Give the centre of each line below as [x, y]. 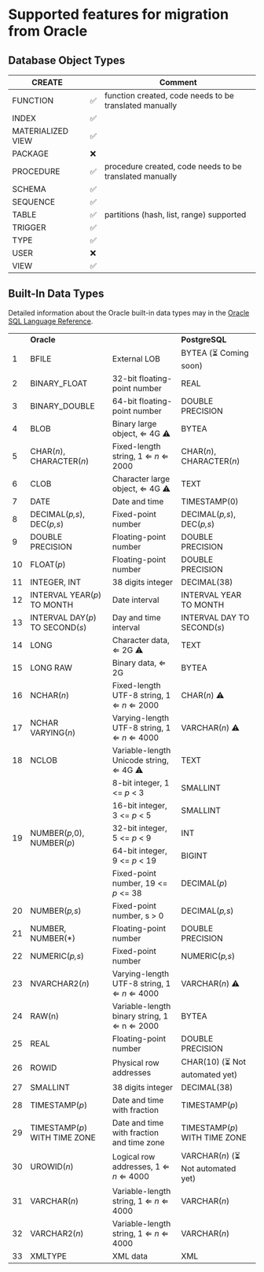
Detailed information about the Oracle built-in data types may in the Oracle [129, 312]
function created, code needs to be [169, 96]
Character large [141, 479]
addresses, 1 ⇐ [141, 1167]
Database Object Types [67, 60]
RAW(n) [44, 1015]
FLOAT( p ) [48, 564]
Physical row [136, 1063]
